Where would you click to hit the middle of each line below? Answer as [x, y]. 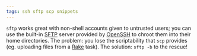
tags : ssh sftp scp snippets [42, 11]
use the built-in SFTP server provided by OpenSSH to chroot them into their [99, 34]
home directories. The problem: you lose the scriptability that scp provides [97, 40]
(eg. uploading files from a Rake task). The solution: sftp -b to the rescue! [97, 47]
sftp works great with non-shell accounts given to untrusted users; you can [99, 28]
